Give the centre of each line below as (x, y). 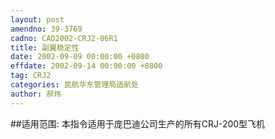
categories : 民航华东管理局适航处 (74, 85)
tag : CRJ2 (31, 76)
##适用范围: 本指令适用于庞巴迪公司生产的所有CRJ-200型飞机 (138, 123)
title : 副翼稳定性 (45, 47)
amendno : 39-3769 (46, 29)
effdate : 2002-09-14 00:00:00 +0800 (86, 66)
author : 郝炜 (36, 94)
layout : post (37, 19)
